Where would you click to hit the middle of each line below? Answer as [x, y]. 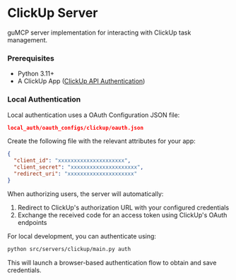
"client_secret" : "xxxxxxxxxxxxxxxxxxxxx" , [78, 167]
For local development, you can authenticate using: [82, 236]
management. [28, 39]
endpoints [32, 222]
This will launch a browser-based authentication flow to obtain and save [112, 262]
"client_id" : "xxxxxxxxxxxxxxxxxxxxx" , [72, 161]
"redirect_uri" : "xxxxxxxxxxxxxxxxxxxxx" [76, 174]
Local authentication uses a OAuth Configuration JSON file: [94, 115]
